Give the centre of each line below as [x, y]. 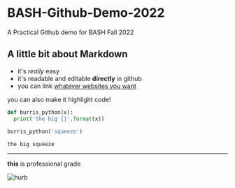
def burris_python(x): [40, 112]
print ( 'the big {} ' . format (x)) [59, 119]
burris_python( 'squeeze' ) [45, 132]
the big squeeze [31, 145]
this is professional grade [44, 164]
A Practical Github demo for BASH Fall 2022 [71, 32]
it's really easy [38, 71]
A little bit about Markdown [67, 54]
